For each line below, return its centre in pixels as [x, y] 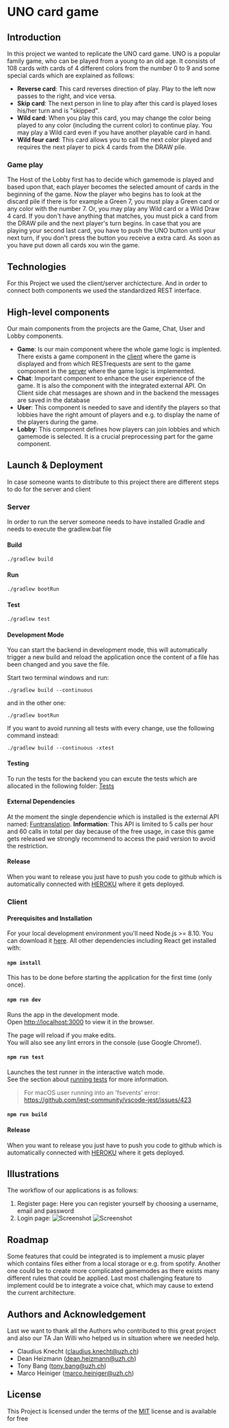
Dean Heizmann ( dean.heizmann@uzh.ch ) [77, 1359]
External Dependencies [41, 802]
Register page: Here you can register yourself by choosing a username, [118, 1204]
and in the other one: [37, 703]
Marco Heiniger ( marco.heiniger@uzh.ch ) [76, 1373]
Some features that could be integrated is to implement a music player [106, 1256]
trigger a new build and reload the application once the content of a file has [113, 657]
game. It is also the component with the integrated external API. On [111, 385]
